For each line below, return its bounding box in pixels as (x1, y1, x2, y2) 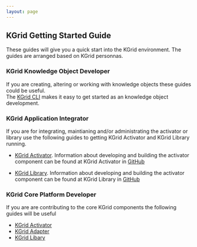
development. (6, 99, 40, 106)
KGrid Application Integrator (6, 114, 89, 122)
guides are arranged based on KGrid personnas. (6, 53, 123, 60)
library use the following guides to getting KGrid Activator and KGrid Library (6, 134, 190, 141)
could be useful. (6, 87, 45, 94)
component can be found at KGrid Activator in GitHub (14, 158, 145, 165)
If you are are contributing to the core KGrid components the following (6, 204, 177, 211)
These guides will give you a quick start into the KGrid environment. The (6, 46, 182, 53)
